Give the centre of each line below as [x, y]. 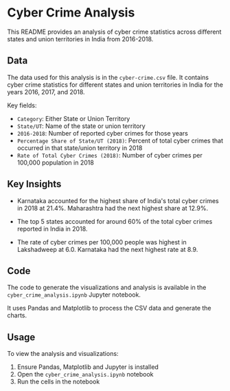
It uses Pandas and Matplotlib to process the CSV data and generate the [109, 308]
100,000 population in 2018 [55, 162]
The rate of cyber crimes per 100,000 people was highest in [102, 242]
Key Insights [34, 184]
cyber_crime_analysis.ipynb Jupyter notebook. [74, 295]
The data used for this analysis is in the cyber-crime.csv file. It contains [108, 77]
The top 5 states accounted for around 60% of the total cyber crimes [115, 221]
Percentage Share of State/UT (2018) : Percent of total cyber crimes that [120, 140]
